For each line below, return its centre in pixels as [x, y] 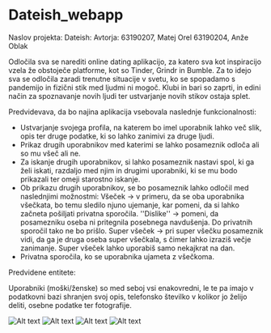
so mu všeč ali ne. [50, 153]
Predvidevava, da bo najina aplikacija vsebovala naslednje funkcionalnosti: [133, 112]
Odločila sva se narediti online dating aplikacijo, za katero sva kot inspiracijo [135, 62]
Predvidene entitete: [42, 272]
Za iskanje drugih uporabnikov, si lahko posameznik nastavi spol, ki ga [137, 162]
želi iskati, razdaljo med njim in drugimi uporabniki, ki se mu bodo [129, 170]
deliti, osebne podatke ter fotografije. [70, 305]
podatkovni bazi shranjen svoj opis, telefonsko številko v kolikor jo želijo [128, 297]
